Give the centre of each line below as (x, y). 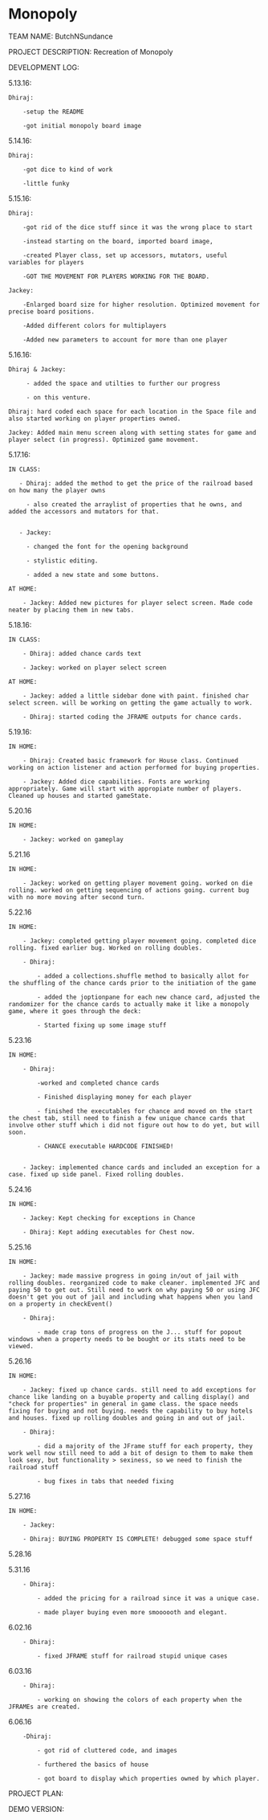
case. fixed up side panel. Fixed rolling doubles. (96, 1174)
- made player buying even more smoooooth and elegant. (132, 1612)
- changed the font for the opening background (107, 546)
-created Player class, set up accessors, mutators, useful (125, 255)
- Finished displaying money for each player (115, 1097)
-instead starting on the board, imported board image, (118, 241)
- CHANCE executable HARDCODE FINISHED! (106, 1146)
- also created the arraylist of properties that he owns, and (134, 504)
